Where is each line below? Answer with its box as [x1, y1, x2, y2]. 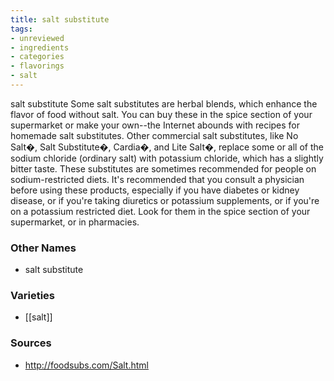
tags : [10, 24, 33, 34]
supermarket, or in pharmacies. [10, 216, 140, 228]
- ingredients [10, 42, 70, 53]
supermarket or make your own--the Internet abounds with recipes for [10, 119, 301, 131]
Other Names [10, 241, 77, 255]
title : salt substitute [10, 14, 110, 25]
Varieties [10, 289, 55, 303]
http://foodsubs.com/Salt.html [24, 359, 149, 371]
